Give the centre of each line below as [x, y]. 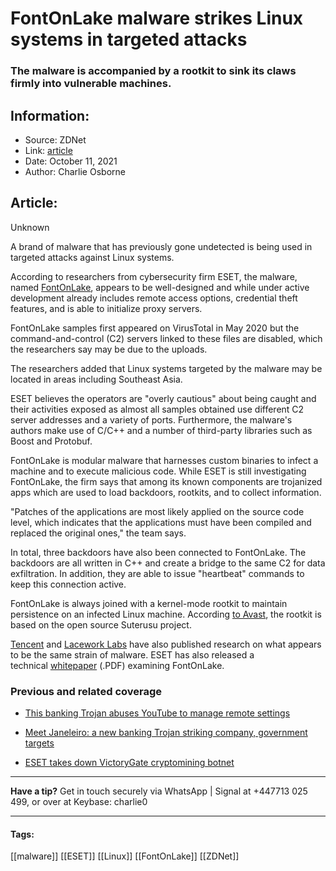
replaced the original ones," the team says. [98, 533]
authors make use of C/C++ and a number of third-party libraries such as [161, 430]
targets [39, 743]
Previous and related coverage [86, 691]
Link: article [48, 150]
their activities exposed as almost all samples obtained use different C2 [157, 409]
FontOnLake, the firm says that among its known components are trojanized [166, 481]
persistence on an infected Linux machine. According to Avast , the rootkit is [166, 614]
